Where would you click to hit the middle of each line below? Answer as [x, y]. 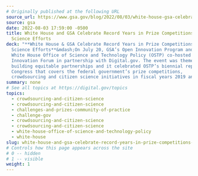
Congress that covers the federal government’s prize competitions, [97, 72]
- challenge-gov [31, 115]
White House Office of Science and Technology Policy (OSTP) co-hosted [101, 55]
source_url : [21, 17]
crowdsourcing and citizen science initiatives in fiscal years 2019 [98, 77]
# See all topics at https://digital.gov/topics [67, 88]
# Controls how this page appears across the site [70, 148]
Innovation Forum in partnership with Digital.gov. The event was [95, 60]
